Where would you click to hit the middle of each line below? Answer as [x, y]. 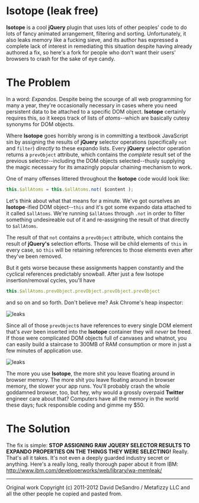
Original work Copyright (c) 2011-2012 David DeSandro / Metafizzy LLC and [98, 487]
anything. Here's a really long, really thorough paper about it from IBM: [92, 464]
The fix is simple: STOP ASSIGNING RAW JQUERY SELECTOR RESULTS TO [98, 445]
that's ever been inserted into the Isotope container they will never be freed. [99, 331]
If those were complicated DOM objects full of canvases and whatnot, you [97, 338]
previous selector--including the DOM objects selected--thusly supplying [96, 160]
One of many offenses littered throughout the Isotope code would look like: [98, 178]
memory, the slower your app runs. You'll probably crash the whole [88, 386]
